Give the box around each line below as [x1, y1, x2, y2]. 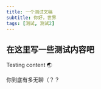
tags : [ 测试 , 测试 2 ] [6, 20, 55, 26]
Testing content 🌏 [6, 62, 53, 69]
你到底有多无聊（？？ [6, 76, 60, 84]
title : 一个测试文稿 [6, 9, 53, 15]
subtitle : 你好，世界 [6, 15, 57, 21]
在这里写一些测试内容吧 [6, 44, 94, 55]
